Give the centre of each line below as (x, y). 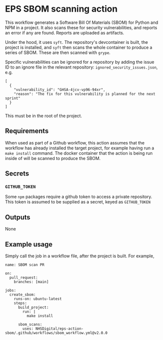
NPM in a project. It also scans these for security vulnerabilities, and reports (81, 27)
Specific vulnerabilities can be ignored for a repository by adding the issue (80, 62)
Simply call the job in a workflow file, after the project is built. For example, (80, 256)
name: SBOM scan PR (25, 265)
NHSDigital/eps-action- (60, 329)
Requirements (27, 131)
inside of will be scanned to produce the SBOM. (53, 158)
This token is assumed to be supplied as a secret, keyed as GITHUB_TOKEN (78, 202)
